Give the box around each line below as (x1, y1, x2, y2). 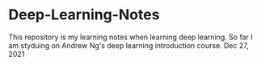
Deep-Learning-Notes (8, 6, 160, 24)
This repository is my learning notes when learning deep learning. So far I (8, 32, 253, 42)
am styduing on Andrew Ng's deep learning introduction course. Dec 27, (8, 40, 249, 50)
